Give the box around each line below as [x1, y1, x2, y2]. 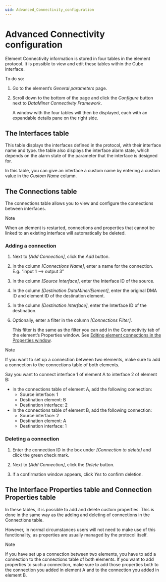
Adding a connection [5, 242, 56, 249]
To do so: [5, 75, 24, 82]
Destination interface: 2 [19, 402, 68, 408]
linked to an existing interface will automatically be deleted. [5, 230, 126, 236]
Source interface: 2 [19, 413, 59, 419]
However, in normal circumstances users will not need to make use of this [5, 527, 156, 533]
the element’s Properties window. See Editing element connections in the [12, 332, 161, 338]
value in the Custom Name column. [5, 173, 77, 179]
